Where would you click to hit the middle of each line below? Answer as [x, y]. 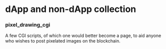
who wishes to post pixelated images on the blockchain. [63, 41]
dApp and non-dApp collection [71, 9]
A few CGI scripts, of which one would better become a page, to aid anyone [83, 35]
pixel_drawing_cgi [28, 25]
